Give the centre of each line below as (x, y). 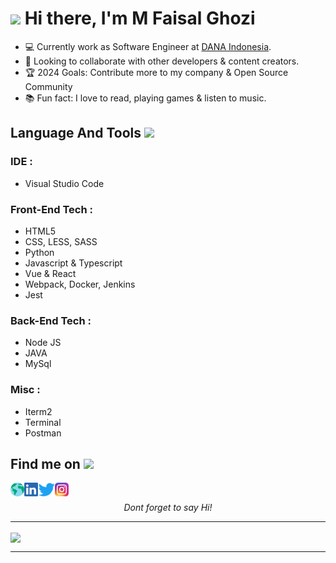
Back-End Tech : (51, 320)
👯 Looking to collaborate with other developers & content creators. (162, 61)
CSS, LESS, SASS (61, 241)
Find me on (45, 463)
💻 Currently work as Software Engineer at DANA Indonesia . (148, 46)
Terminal (43, 422)
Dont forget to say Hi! (168, 508)
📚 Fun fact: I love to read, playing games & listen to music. (145, 98)
